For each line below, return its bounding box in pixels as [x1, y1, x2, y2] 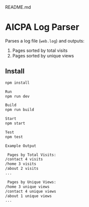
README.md [5, 4, 31, 10]
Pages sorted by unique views [12, 52, 74, 58]
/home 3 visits [5, 161, 37, 166]
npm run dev [5, 94, 30, 99]
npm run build [5, 107, 35, 112]
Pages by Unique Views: [7, 179, 56, 185]
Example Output [5, 143, 37, 148]
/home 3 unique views [5, 184, 50, 189]
